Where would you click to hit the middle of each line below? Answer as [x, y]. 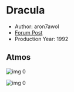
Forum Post [28, 32]
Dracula [26, 10]
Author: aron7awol [37, 26]
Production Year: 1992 [41, 39]
